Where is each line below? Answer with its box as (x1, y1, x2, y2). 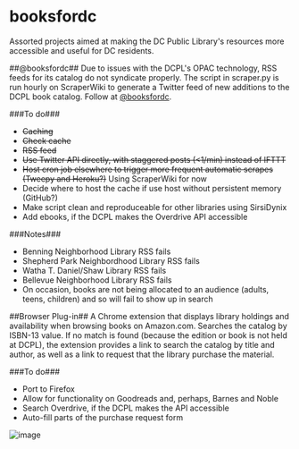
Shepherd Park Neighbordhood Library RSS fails (21, 255, 201, 266)
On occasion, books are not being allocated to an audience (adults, (21, 284, 270, 294)
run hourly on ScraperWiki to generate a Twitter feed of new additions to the (9, 81, 290, 92)
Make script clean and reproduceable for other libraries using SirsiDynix (21, 201, 287, 212)
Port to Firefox (21, 383, 76, 394)
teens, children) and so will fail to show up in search (21, 293, 214, 304)
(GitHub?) (21, 192, 58, 203)
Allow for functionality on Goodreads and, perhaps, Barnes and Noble (21, 393, 279, 403)
